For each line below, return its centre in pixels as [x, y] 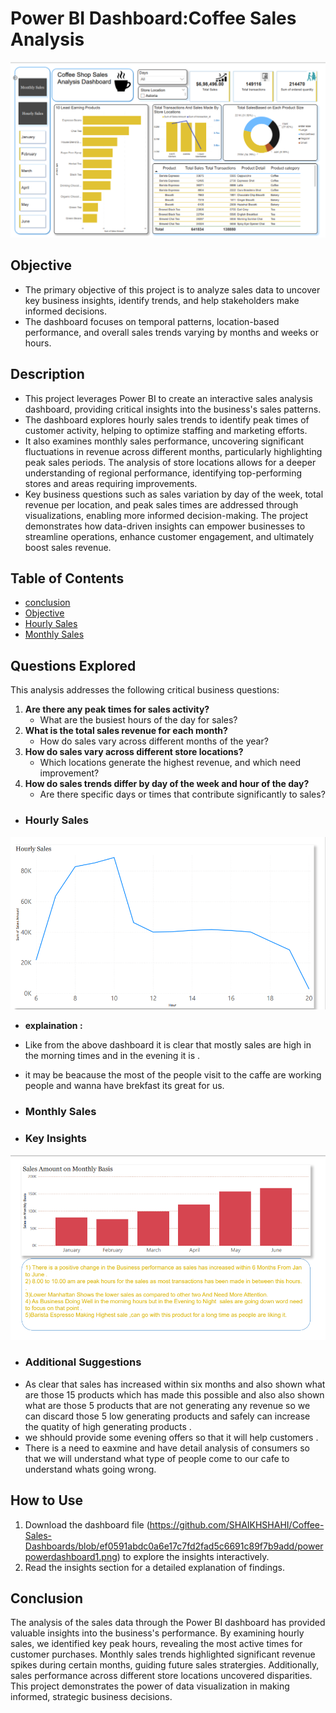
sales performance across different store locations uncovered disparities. [161, 1676]
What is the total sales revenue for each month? [126, 731]
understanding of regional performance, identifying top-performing [163, 473]
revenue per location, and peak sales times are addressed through [161, 504]
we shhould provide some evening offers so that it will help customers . [171, 1437]
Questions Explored [73, 665]
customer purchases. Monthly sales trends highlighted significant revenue [163, 1654]
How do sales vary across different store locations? [134, 752]
